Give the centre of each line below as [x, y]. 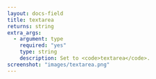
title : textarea [31, 20]
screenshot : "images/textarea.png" [59, 65]
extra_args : [24, 33]
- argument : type [38, 39]
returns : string [31, 26]
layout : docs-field [35, 13]
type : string [38, 52]
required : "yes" [43, 45]
